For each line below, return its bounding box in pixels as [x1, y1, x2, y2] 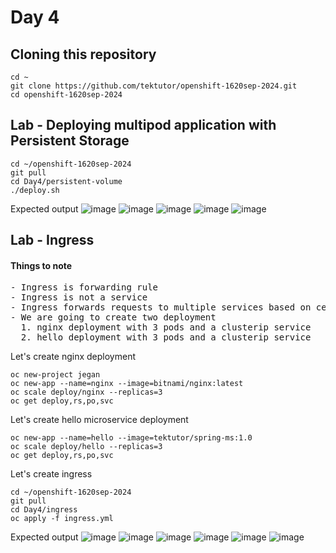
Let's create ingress [10, 468, 93, 480]
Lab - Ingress [10, 232, 95, 249]
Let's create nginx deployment [10, 351, 136, 363]
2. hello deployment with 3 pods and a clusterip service [20, 332, 312, 343]
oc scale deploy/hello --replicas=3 [10, 442, 163, 452]
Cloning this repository [10, 46, 157, 63]
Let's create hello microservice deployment [10, 414, 189, 426]
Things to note [10, 259, 73, 271]
